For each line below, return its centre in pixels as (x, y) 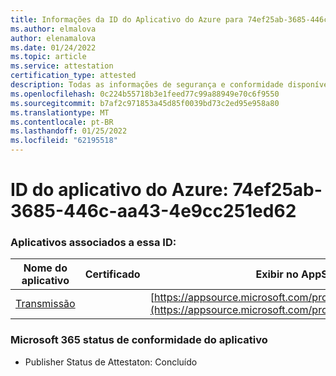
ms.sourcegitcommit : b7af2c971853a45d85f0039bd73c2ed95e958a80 (145, 103)
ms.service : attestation (62, 66)
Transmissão (45, 304)
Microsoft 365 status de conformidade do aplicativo (139, 340)
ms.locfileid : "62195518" (64, 141)
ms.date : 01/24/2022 (53, 47)
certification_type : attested (73, 76)
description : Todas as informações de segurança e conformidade (147, 85)
